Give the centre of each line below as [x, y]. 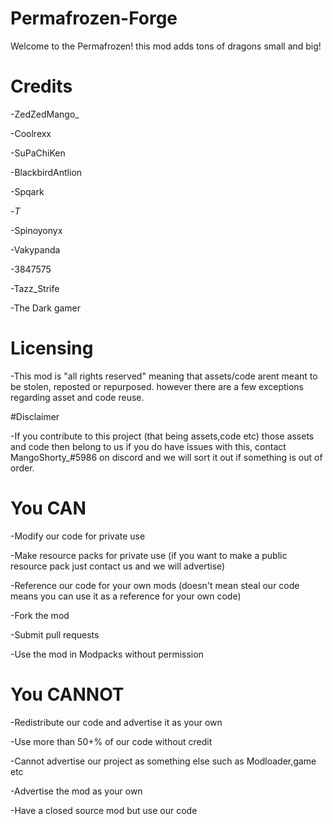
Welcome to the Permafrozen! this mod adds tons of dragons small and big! [166, 46]
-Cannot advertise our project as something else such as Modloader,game [163, 761]
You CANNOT [67, 694]
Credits [41, 86]
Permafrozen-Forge [94, 18]
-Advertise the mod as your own [76, 791]
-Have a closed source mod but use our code [104, 810]
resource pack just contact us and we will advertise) [118, 566]
